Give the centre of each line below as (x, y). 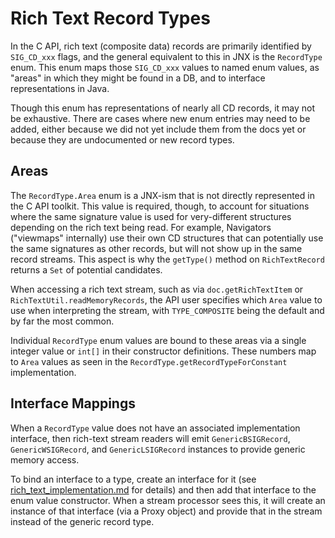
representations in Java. (60, 88)
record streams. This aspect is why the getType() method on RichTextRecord (167, 259)
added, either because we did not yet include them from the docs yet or (158, 129)
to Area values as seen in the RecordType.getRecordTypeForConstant (149, 361)
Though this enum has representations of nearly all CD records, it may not (163, 108)
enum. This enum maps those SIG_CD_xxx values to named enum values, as (165, 67)
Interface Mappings (73, 403)
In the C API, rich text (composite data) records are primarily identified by (161, 46)
